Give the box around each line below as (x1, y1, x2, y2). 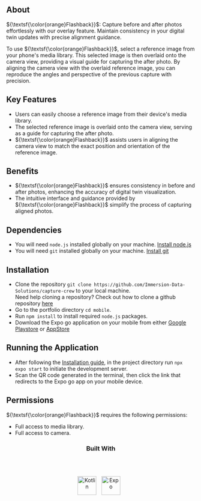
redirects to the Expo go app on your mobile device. (14, 378, 143, 385)
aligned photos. (14, 207, 54, 215)
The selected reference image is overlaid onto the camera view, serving (14, 123, 193, 130)
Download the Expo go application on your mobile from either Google (14, 319, 187, 326)
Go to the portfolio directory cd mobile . (14, 306, 112, 314)
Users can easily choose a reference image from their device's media (14, 111, 187, 118)
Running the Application (6, 342, 99, 353)
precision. (6, 77, 31, 84)
